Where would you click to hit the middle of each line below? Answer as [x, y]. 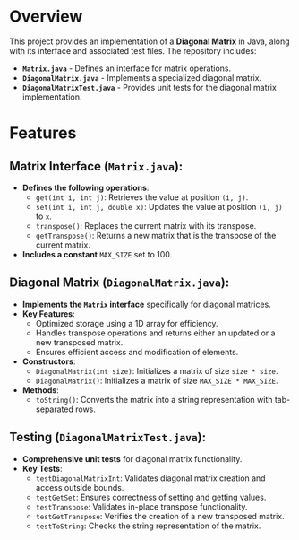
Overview [46, 17]
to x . [43, 216]
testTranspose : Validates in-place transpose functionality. [141, 506]
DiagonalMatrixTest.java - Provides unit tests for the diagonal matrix [149, 87]
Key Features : [48, 314]
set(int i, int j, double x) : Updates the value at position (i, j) [159, 206]
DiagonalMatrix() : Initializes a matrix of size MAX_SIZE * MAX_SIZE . [157, 380]
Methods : [41, 390]
